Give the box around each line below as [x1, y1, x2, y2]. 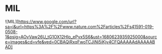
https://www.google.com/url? [18, 19, 77, 24]
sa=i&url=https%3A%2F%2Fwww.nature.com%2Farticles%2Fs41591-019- [5, 23, 154, 29]
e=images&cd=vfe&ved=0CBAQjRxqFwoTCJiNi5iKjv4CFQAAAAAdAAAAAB [5, 39, 155, 44]
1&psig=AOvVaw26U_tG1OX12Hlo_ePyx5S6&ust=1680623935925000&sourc [5, 34, 157, 40]
